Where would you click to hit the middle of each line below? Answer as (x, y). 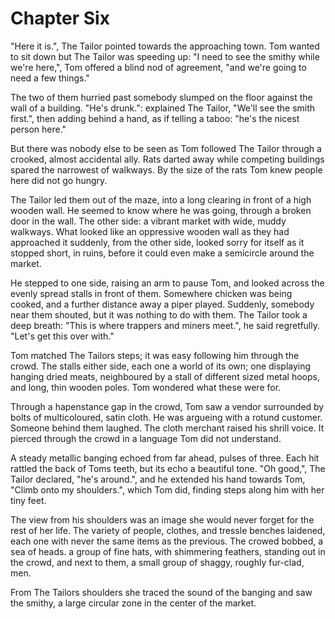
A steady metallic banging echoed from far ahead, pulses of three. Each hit (165, 458)
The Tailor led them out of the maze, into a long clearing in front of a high (161, 199)
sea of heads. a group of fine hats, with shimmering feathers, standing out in (168, 551)
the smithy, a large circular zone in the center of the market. (133, 603)
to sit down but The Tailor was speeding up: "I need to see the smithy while (165, 56)
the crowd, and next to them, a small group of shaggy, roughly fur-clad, (157, 562)
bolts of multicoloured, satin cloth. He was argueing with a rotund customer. (166, 417)
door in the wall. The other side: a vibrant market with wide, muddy (148, 221)
